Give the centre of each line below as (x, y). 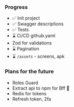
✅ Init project (26, 18)
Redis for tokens (29, 93)
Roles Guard (25, 83)
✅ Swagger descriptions (38, 24)
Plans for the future (29, 71)
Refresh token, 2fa (32, 99)
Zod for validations (32, 43)
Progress (16, 7)
